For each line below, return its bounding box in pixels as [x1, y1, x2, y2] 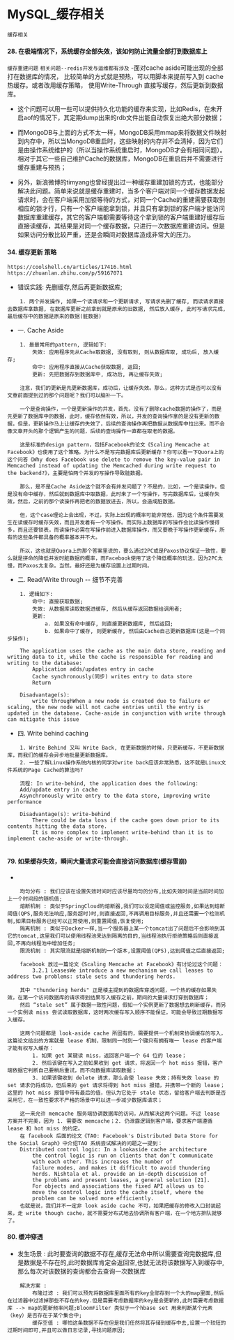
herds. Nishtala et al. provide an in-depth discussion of [32, 1170, 208, 1177]
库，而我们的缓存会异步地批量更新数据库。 [7, 752, 111, 759]
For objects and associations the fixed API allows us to [32, 1182, 204, 1190]
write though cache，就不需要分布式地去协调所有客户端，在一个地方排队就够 [25, 1209, 222, 1216]
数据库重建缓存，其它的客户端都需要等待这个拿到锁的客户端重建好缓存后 [17, 213, 225, 221]
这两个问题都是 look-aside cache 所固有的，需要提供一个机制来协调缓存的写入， [19, 1030, 226, 1037]
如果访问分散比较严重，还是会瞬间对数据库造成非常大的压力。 [17, 231, 195, 239]
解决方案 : [19, 1282, 47, 1289]
